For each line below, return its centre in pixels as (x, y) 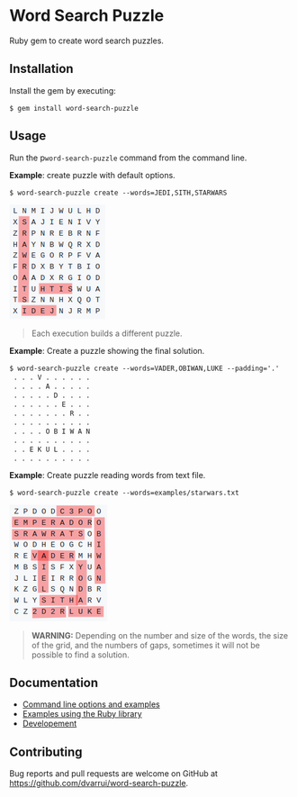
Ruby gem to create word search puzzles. (87, 41)
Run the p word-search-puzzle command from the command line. (128, 158)
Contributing (46, 752)
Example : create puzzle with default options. (92, 175)
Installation (41, 69)
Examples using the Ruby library (82, 714)
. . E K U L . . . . (52, 449)
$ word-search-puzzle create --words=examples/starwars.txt (125, 493)
